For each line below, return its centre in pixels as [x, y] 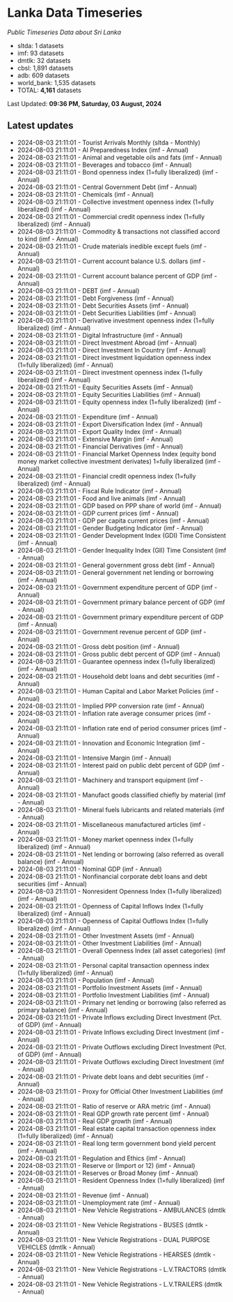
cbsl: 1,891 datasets [45, 68]
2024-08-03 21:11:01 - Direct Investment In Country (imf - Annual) [112, 350]
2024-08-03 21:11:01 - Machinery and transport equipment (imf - [110, 780]
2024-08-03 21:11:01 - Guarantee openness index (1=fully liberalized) [116, 661]
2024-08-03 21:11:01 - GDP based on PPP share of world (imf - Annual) [119, 506]
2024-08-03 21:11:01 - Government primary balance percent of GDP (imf [121, 602]
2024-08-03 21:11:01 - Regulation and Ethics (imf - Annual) [102, 1158]
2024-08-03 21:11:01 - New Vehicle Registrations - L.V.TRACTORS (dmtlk [122, 1269]
